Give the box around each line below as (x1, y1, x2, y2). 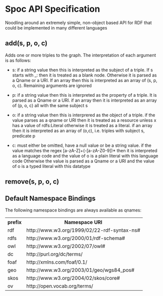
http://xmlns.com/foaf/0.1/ (26, 259, 87, 266)
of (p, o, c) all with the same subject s (12, 102, 88, 108)
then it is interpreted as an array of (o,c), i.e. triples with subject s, (12, 128, 145, 134)
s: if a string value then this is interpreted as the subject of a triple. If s (12, 67, 153, 73)
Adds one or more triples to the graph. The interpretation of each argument (5, 52, 156, 58)
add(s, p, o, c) (5, 39, 48, 48)
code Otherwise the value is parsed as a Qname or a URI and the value (12, 158, 155, 164)
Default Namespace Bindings (5, 194, 96, 202)
